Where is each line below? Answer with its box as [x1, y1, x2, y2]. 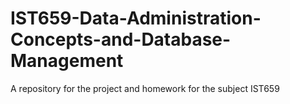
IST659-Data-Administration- [10, 7, 262, 30]
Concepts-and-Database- [10, 28, 232, 51]
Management [10, 50, 124, 72]
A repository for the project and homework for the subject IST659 [10, 82, 280, 94]
